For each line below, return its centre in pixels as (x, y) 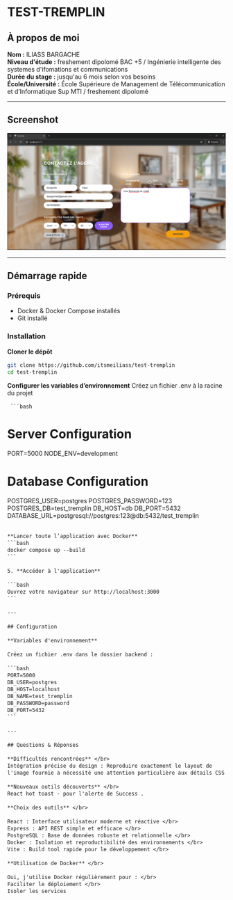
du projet (20, 393)
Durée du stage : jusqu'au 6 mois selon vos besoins (81, 77)
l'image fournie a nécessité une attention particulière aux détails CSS (116, 773)
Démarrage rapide (48, 276)
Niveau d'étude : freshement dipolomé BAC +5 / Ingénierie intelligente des (114, 62)
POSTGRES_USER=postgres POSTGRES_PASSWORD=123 (90, 501)
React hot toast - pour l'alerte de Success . (76, 794)
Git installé (32, 318)
